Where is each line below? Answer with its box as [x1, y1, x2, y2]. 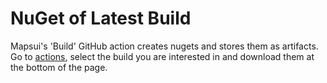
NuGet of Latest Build [10, 7, 192, 30]
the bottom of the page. [10, 61, 108, 73]
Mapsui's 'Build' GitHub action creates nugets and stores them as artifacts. [10, 40, 319, 52]
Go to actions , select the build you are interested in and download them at [10, 50, 315, 62]
